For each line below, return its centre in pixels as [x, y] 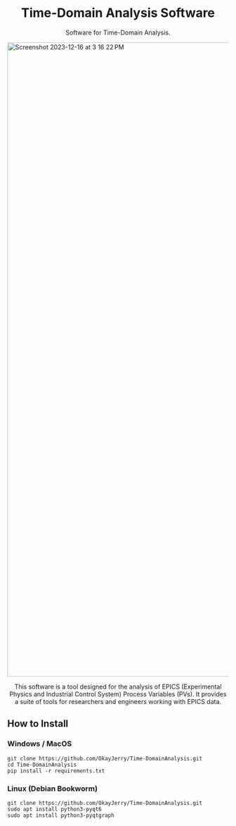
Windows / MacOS [40, 744]
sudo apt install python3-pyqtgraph [61, 815]
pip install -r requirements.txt [56, 771]
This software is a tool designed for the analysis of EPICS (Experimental [118, 686]
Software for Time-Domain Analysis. [118, 32]
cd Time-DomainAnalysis [42, 765]
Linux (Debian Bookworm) [53, 789]
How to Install [38, 724]
